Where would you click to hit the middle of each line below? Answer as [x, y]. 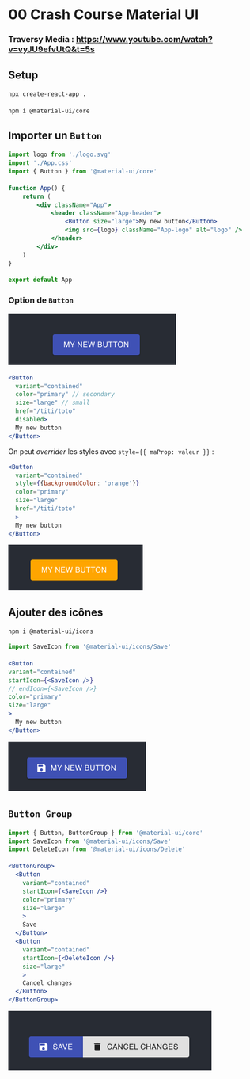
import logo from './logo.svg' [60, 155]
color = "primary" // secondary [65, 395]
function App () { [37, 188]
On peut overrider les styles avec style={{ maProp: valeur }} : [111, 451]
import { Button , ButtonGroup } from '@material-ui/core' [106, 833]
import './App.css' [40, 163]
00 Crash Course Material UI [104, 15]
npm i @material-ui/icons [51, 631]
